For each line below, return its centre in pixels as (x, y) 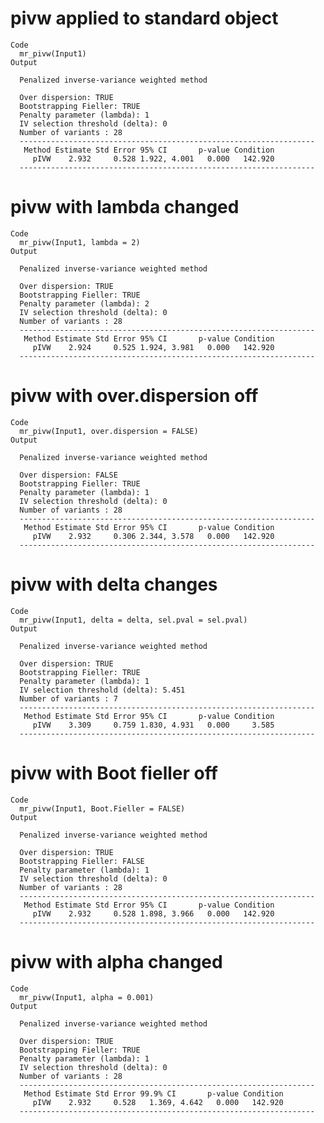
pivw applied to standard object (144, 18)
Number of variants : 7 (68, 698)
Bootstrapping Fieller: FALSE (82, 861)
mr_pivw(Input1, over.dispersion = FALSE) (109, 431)
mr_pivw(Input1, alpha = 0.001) (87, 997)
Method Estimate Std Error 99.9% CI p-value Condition (153, 1093)
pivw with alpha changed (116, 961)
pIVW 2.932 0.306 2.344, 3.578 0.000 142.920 (153, 536)
